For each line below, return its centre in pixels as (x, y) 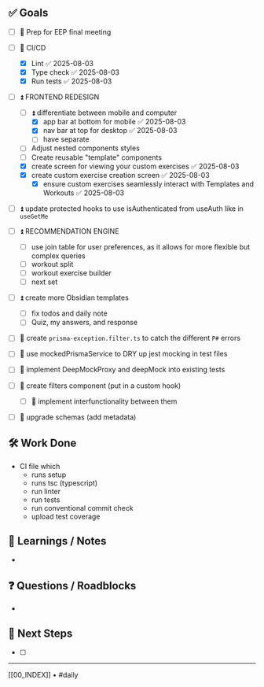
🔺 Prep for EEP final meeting (65, 31)
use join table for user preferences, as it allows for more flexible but (141, 246)
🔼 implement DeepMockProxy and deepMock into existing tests (122, 370)
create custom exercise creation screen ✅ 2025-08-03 (120, 175)
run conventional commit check (82, 508)
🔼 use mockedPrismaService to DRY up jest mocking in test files (123, 354)
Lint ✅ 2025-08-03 (62, 63)
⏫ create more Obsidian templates (74, 297)
